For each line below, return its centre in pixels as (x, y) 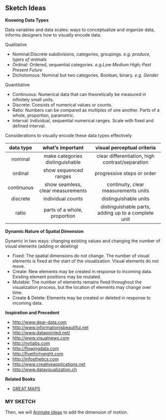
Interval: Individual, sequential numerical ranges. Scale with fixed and (83, 120)
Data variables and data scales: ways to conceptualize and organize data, (80, 30)
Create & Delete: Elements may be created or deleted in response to (82, 298)
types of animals (29, 59)
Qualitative (16, 45)
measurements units (125, 190)
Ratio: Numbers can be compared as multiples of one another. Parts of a (86, 110)
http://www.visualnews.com (41, 338)
